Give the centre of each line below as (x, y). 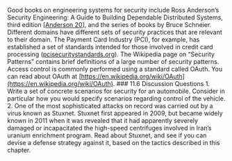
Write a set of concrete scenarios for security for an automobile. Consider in (116, 91)
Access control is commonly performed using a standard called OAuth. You (115, 69)
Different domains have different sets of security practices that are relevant (115, 32)
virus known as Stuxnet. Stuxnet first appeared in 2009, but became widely (115, 113)
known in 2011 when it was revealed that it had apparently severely (103, 120)
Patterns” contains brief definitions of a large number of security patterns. (113, 61)
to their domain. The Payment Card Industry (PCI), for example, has (103, 40)
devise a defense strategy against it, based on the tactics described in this (114, 143)
